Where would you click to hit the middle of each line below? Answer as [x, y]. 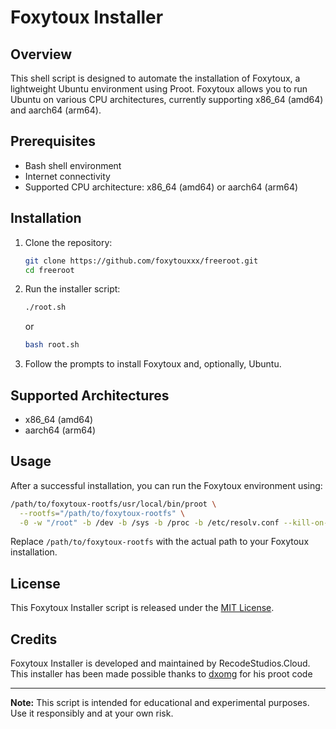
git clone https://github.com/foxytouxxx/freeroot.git [141, 261]
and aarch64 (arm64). [56, 110]
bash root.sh [52, 345]
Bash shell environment [73, 165]
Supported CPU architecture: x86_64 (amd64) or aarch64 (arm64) [161, 187]
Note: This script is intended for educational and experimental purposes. [160, 702]
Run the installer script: [72, 289]
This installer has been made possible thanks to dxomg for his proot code [161, 674]
